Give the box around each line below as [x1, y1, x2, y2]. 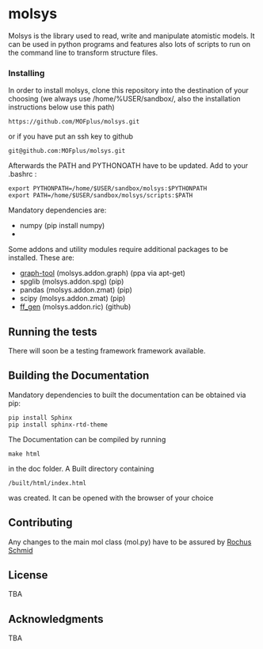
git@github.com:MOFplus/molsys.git [8, 147, 126, 155]
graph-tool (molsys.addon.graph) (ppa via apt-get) [19, 269, 186, 278]
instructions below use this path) [8, 102, 115, 112]
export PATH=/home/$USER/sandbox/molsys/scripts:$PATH [8, 192, 193, 200]
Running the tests [8, 325, 97, 338]
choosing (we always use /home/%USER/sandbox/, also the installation [8, 94, 241, 104]
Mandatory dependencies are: [8, 205, 107, 215]
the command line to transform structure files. [8, 48, 158, 57]
